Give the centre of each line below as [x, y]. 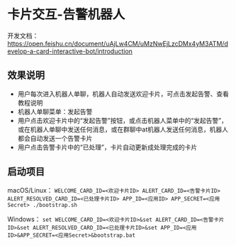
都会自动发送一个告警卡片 [55, 138]
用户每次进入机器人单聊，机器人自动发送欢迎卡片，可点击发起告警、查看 [123, 94]
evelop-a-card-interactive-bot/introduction [70, 51]
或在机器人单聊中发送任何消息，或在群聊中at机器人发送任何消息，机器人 [123, 129]
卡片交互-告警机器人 [66, 15]
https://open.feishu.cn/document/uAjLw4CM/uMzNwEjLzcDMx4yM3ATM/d [118, 43]
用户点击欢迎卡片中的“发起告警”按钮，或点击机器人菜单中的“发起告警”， [123, 120]
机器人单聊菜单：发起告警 [55, 112]
